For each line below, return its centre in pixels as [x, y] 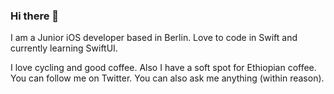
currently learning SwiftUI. [64, 48]
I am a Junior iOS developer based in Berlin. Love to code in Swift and [154, 38]
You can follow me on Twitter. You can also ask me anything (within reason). [167, 78]
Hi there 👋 [35, 16]
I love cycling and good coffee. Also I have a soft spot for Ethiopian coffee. [163, 68]
